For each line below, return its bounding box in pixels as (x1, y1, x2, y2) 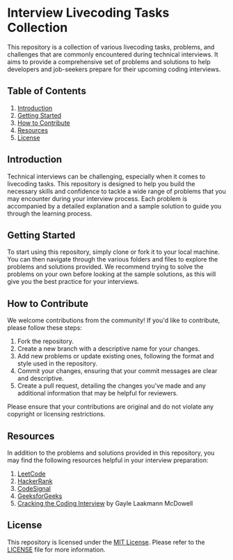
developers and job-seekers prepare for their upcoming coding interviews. (7, 65, 221, 73)
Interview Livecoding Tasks (7, 5, 170, 21)
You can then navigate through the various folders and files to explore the (7, 255, 218, 264)
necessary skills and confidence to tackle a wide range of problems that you (7, 187, 226, 195)
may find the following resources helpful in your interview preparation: (7, 456, 209, 464)
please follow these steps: (7, 324, 82, 332)
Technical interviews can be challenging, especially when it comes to (7, 172, 206, 181)
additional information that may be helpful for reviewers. (17, 389, 179, 398)
